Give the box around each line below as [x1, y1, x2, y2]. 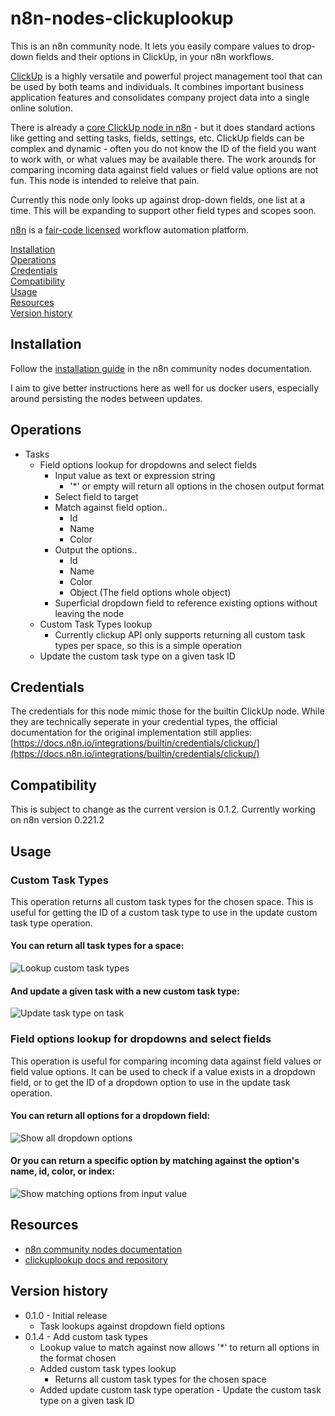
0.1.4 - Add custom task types [24, 1330, 148, 1342]
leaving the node [54, 607, 125, 619]
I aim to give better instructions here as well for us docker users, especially [10, 382, 320, 394]
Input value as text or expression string [54, 469, 216, 481]
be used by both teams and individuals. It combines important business [10, 80, 305, 92]
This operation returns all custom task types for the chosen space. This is [10, 895, 314, 907]
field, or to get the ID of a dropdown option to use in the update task [10, 1076, 291, 1088]
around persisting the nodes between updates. [10, 392, 203, 404]
